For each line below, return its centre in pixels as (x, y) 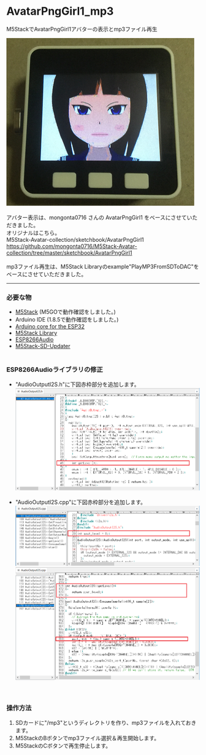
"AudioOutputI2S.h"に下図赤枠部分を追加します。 (77, 384)
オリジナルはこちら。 (33, 233)
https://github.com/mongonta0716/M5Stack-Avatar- (72, 246)
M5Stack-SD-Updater (43, 346)
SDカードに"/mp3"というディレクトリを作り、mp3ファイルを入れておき (106, 722)
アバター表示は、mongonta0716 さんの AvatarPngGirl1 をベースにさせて (97, 217)
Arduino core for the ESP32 (50, 327)
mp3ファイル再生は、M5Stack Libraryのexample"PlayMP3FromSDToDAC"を (103, 266)
